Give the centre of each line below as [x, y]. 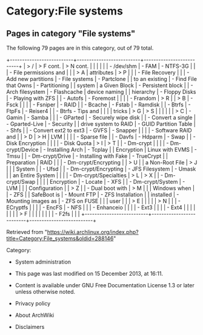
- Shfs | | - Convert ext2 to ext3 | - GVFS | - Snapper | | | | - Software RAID [99, 130]
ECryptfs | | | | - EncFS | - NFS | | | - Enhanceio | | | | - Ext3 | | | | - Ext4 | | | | [101, 207]
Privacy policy [33, 303]
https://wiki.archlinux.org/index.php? [93, 232]
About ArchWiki [35, 315]
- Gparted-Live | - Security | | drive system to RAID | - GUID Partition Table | [101, 124]
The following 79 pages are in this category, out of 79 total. [80, 48]
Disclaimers [30, 327]
